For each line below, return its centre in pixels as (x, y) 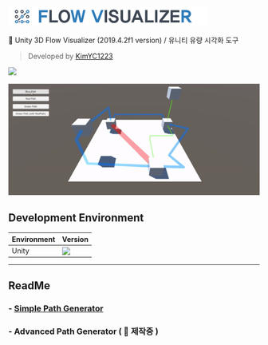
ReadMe (29, 286)
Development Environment (76, 218)
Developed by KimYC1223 (70, 56)
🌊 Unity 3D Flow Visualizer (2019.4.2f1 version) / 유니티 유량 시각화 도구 (124, 40)
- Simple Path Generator (56, 308)
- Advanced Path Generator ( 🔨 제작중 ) (83, 331)
